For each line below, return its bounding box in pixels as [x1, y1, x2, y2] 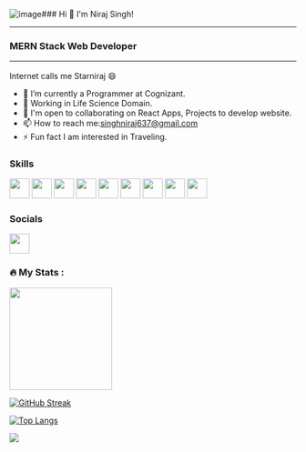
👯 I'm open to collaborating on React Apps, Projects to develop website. [22, 107, 292, 118]
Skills [9, 157, 35, 170]
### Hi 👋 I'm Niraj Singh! [41, 9, 134, 19]
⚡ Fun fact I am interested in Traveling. [22, 131, 168, 142]
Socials [9, 212, 43, 225]
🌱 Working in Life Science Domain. [22, 97, 153, 108]
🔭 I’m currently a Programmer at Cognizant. [22, 87, 186, 99]
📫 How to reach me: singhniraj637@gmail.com [22, 117, 199, 128]
